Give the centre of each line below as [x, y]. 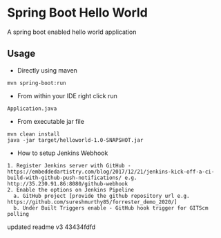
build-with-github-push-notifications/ [65, 178]
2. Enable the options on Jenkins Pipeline [71, 190]
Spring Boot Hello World [78, 13]
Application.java [32, 109]
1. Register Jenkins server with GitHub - [69, 165]
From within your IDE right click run [67, 95]
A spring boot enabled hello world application [72, 32]
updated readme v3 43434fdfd [51, 227]
